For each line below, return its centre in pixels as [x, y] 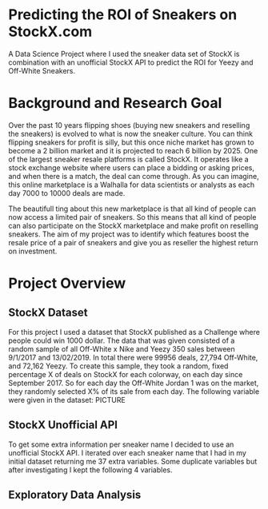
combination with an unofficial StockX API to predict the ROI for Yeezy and [131, 62]
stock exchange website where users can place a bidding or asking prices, [131, 167]
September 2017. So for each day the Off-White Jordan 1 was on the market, [134, 383]
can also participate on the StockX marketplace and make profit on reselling [133, 225]
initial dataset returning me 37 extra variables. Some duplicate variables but [133, 461]
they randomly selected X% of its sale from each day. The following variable [134, 391]
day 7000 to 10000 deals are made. [67, 193]
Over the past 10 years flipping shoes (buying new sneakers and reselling [129, 125]
